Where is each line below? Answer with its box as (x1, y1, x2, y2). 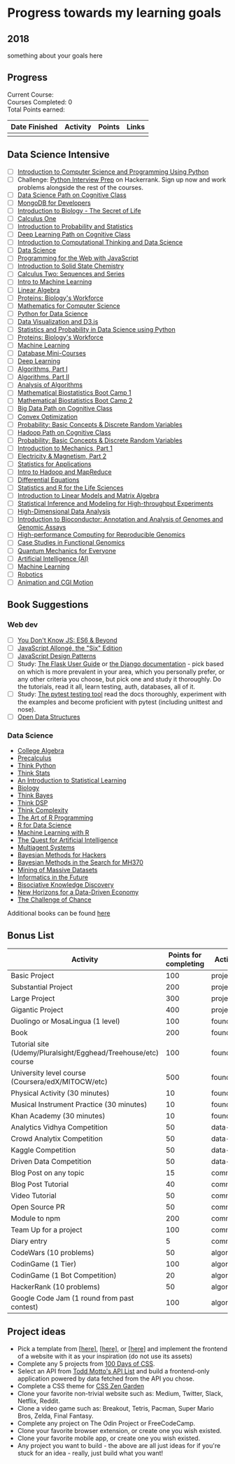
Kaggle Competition (10, 1145, 76, 1155)
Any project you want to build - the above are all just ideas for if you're (17, 1441, 221, 1449)
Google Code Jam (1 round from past (10, 1293, 134, 1303)
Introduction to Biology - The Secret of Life (17, 206, 141, 215)
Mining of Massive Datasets (17, 866, 98, 874)
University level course (10, 1068, 86, 1078)
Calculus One (17, 214, 57, 222)
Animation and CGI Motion (17, 578, 94, 586)
